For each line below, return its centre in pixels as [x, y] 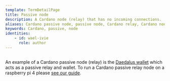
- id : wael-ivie [32, 38]
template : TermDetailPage [32, 10]
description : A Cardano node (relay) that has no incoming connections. [83, 19]
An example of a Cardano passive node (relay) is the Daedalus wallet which [84, 62]
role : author [32, 43]
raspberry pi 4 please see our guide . [43, 73]
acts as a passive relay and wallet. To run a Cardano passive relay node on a [85, 68]
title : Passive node [27, 15]
